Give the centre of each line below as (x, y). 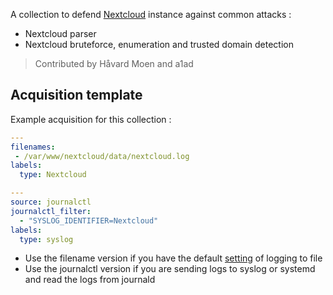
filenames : (33, 147)
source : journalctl (51, 202)
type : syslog (46, 239)
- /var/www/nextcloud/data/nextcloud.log (102, 156)
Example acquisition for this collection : (91, 119)
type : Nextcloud (53, 175)
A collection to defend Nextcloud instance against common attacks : (151, 14)
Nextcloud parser (60, 33)
